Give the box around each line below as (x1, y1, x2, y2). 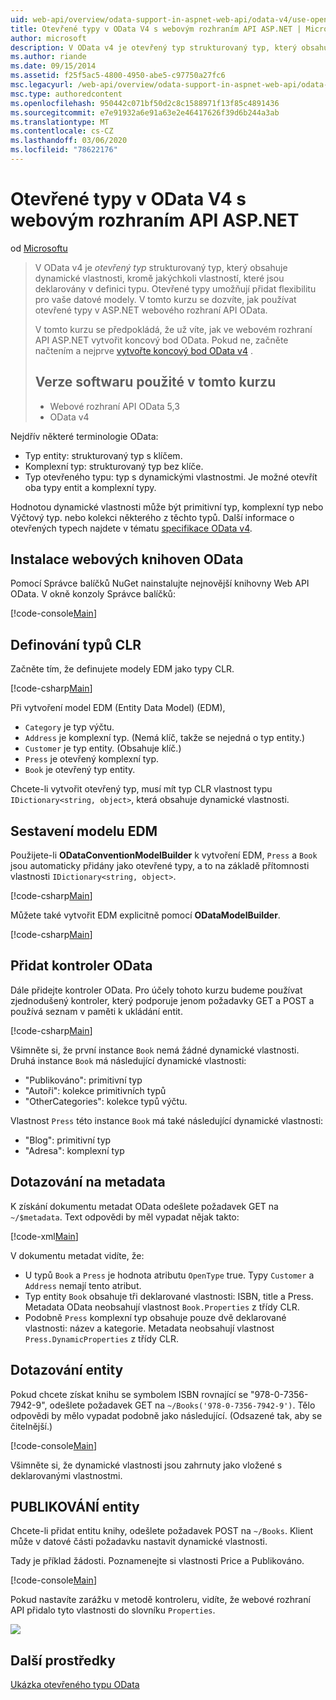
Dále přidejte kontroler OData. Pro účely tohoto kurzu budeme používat (10, 984, 303, 996)
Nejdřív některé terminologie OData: (10, 430, 159, 442)
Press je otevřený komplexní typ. (24, 753, 160, 765)
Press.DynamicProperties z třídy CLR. (24, 1332, 180, 1345)
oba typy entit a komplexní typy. (24, 481, 157, 493)
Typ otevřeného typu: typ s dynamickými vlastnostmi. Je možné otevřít (24, 471, 318, 483)
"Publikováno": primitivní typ (24, 1074, 143, 1086)
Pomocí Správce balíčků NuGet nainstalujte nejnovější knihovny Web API (10, 577, 310, 590)
